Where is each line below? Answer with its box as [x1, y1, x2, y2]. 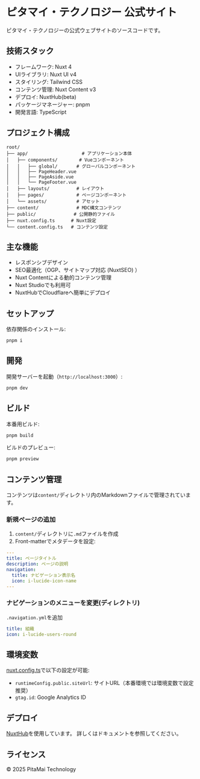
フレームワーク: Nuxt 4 [14, 63, 72, 70]
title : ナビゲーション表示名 [11, 572, 76, 578]
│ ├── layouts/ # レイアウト [6, 185, 104, 192]
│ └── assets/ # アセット [6, 198, 100, 204]
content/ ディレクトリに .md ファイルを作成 [14, 530, 119, 537]
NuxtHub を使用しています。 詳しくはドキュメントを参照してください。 [6, 730, 182, 737]
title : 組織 [6, 625, 34, 632]
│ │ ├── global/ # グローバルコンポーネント [6, 163, 136, 169]
